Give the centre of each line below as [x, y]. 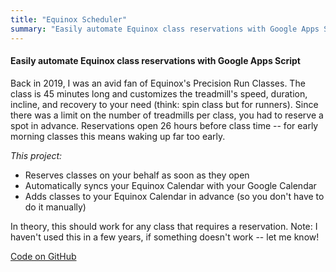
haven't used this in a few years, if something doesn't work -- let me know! [165, 237]
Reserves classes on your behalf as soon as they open [137, 175]
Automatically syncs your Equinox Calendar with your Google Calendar [170, 185]
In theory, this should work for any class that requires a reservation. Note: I [164, 226]
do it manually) [55, 207]
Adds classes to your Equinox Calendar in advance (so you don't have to [174, 196]
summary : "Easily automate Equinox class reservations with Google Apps [165, 29]
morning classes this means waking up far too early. [118, 136]
